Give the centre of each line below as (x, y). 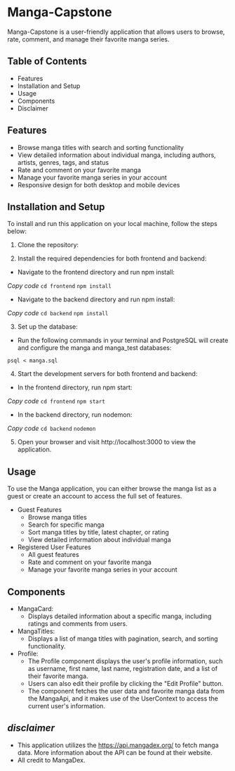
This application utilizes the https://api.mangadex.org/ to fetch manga (118, 745)
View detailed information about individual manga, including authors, (116, 155)
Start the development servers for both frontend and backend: (107, 374)
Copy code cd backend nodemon (52, 428)
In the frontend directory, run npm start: (75, 387)
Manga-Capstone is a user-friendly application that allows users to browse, (116, 32)
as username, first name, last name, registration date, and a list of (123, 669)
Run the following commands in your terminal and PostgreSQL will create (123, 340)
